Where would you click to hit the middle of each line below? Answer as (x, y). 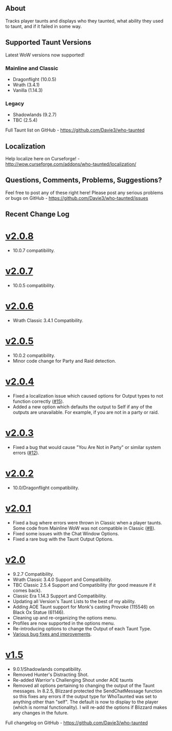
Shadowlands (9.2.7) (35, 115)
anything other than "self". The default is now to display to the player (85, 702)
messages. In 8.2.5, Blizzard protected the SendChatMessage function (88, 691)
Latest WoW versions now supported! (45, 55)
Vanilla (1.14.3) (28, 90)
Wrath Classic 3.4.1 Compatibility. (48, 321)
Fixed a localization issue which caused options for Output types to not (88, 396)
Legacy (15, 103)
